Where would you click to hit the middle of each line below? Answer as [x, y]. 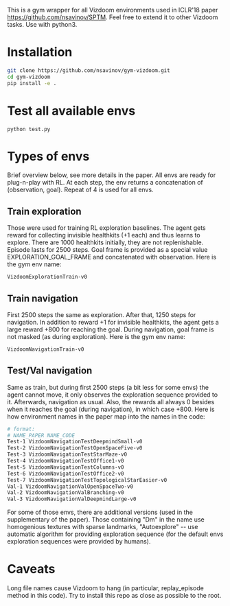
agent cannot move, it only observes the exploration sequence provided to [113, 395]
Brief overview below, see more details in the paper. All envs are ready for [112, 175]
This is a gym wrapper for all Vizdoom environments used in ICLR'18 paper [113, 10]
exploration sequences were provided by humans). [79, 541]
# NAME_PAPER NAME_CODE [41, 435]
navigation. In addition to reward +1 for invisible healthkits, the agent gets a [113, 322]
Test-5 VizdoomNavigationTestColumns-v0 [66, 467]
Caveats [31, 569]
